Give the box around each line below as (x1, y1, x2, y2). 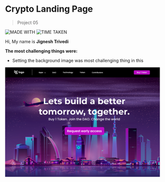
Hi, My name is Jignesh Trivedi (5, 38, 69, 45)
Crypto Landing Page (5, 3, 93, 15)
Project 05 (17, 20, 38, 25)
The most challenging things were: (5, 48, 78, 54)
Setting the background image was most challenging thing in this (12, 57, 144, 63)
